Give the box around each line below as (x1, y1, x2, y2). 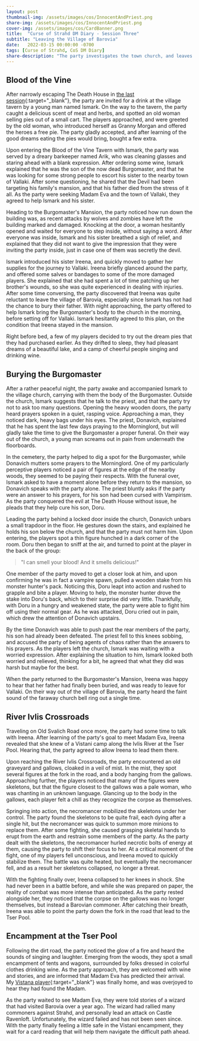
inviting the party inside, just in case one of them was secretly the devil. (6, 246, 182, 254)
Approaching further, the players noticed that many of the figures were (6, 777, 179, 784)
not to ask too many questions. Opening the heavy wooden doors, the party (6, 404, 191, 411)
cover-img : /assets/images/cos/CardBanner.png (6, 25, 124, 32)
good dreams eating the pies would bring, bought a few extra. (6, 135, 157, 142)
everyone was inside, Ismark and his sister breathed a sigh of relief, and (6, 234, 182, 241)
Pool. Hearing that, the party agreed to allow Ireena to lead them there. (6, 746, 179, 754)
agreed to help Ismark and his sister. (6, 197, 95, 204)
